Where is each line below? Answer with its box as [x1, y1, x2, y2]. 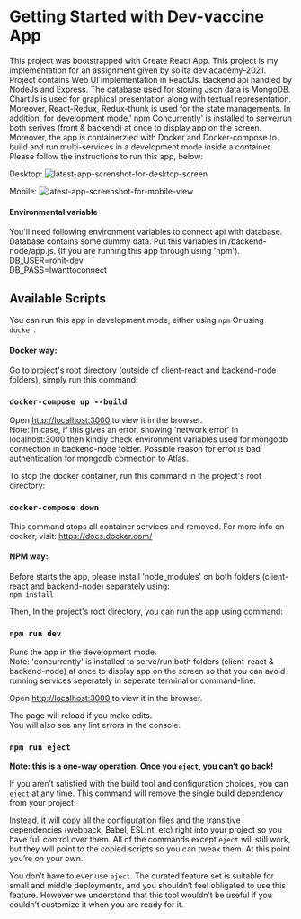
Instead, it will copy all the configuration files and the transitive [9, 815, 241, 825]
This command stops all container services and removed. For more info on [9, 520, 285, 532]
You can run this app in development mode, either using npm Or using [9, 314, 265, 325]
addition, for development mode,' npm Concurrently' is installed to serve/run [9, 113, 292, 123]
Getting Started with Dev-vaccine [9, 6, 265, 27]
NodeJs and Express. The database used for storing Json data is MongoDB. [9, 84, 291, 95]
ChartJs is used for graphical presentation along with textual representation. [9, 93, 292, 104]
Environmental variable [9, 206, 99, 217]
